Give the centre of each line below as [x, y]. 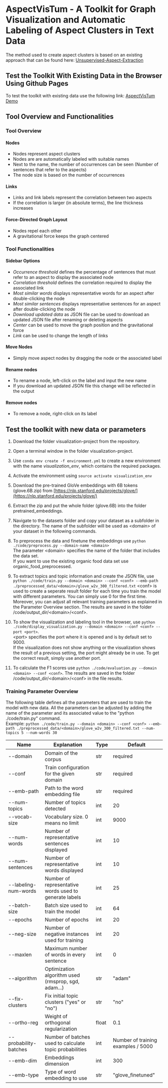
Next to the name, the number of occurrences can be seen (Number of [85, 164]
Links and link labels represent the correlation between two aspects [82, 198]
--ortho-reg [23, 1023]
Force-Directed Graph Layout [37, 220]
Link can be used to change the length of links [60, 335]
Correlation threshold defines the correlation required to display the [82, 282]
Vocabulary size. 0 [67, 816]
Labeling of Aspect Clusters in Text [80, 30]
